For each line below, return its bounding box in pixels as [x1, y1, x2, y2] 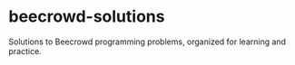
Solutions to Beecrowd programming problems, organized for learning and [8, 36, 287, 47]
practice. [8, 45, 42, 56]
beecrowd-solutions [8, 6, 165, 27]
